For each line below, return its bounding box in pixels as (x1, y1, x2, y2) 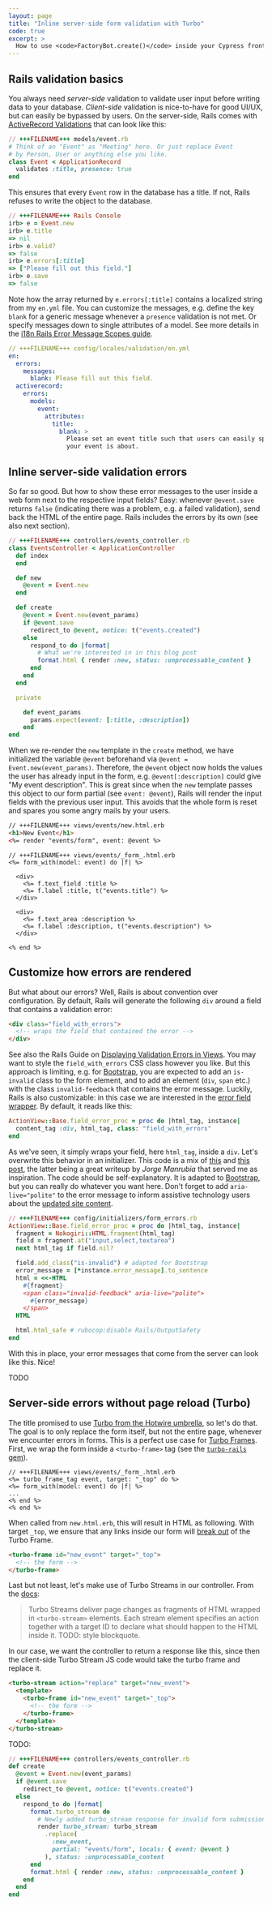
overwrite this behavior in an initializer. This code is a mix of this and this (8, 1155, 250, 1165)
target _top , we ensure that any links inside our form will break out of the (8, 1526, 251, 1536)
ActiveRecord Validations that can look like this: (8, 119, 167, 129)
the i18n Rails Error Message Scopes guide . (8, 328, 153, 338)
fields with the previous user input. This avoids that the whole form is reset (8, 797, 257, 807)
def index (15, 551, 49, 560)
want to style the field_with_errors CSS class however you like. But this (8, 1058, 251, 1068)
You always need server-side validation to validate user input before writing (8, 93, 261, 103)
